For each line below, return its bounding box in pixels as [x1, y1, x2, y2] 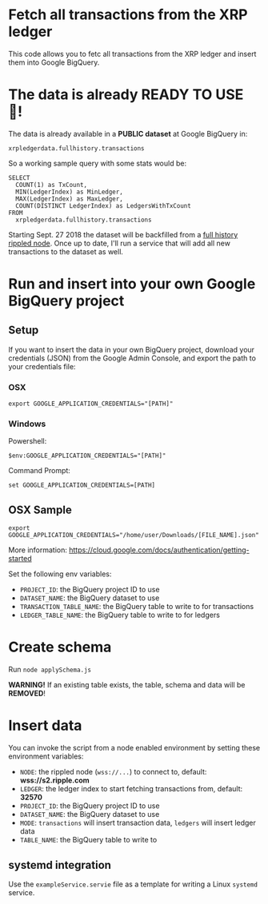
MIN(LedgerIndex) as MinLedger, [15, 188, 124, 196]
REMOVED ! [8, 689, 46, 699]
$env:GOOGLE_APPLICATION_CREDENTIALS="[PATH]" [8, 452, 166, 460]
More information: [8, 545, 68, 555]
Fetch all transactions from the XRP [8, 6, 248, 24]
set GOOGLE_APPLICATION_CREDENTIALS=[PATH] [8, 481, 156, 489]
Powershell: [8, 436, 47, 446]
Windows [8, 418, 46, 429]
